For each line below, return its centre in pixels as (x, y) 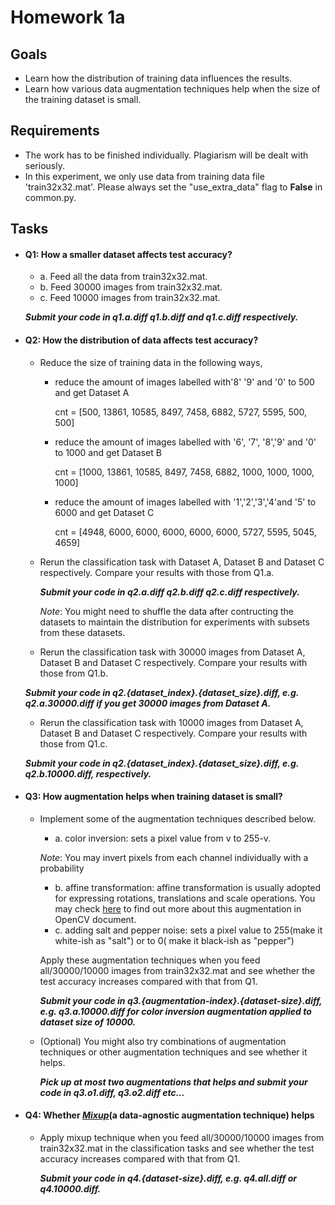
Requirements (55, 131)
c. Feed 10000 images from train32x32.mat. (130, 298)
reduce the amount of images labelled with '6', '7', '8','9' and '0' (185, 442)
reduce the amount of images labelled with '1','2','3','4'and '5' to (185, 502)
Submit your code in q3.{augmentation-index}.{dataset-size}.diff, (181, 1000)
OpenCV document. (95, 919)
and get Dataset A (92, 392)
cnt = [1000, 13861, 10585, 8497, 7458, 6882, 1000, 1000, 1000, (184, 472)
